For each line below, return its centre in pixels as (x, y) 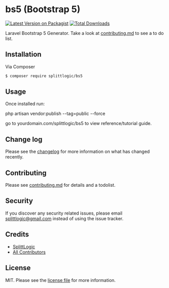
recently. (14, 157)
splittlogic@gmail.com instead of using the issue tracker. (64, 218)
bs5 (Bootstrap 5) (43, 9)
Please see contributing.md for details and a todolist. (60, 185)
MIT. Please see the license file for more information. (60, 280)
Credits (17, 235)
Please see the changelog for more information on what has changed (78, 152)
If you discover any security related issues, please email (64, 213)
